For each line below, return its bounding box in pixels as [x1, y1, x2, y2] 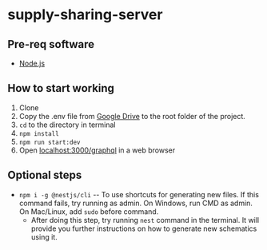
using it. [30, 232, 58, 241]
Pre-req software [7, 38, 95, 51]
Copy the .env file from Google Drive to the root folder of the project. [18, 111, 245, 121]
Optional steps [7, 169, 82, 182]
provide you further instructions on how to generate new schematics [30, 224, 257, 233]
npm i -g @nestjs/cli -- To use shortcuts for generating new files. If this [18, 189, 259, 199]
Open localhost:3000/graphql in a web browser [18, 145, 176, 155]
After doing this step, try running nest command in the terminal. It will [30, 215, 260, 224]
